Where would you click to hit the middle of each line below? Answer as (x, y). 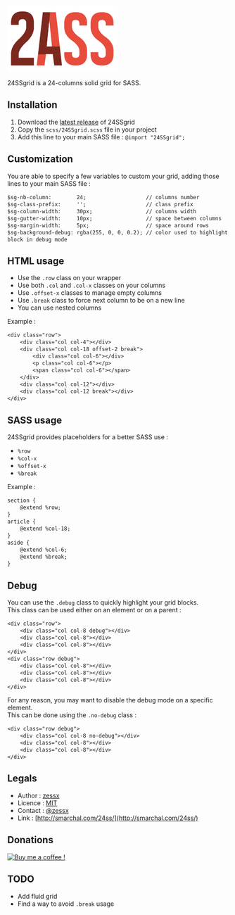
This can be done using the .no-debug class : (72, 715)
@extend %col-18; (45, 529)
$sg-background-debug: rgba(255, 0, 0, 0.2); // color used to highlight (118, 232)
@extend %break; (44, 557)
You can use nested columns (59, 308)
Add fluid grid (37, 896)
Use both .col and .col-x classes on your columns (91, 285)
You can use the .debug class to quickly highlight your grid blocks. (103, 602)
